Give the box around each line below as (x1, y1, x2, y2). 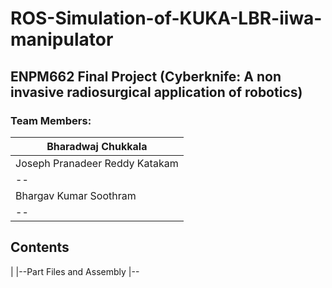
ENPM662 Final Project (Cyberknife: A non (10, 68, 282, 85)
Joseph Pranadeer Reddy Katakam (15, 156, 179, 170)
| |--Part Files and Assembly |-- (10, 265, 140, 277)
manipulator (10, 28, 114, 51)
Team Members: (10, 113, 92, 127)
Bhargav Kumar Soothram (15, 188, 137, 202)
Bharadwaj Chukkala (46, 139, 148, 153)
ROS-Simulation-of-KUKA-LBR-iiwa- (10, 7, 323, 30)
